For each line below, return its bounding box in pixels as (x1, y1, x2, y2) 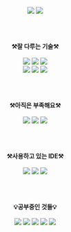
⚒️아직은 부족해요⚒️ (9, 101, 61, 109)
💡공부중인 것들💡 (13, 203, 57, 211)
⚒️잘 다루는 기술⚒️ (11, 42, 59, 50)
